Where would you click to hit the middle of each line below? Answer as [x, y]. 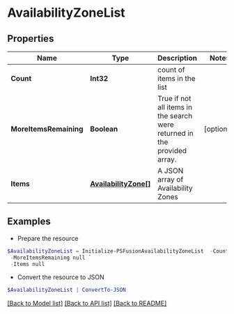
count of [171, 70]
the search [175, 116]
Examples [29, 222]
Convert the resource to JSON [61, 277]
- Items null [28, 264]
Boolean [104, 129]
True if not [174, 99]
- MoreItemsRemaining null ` [51, 258]
